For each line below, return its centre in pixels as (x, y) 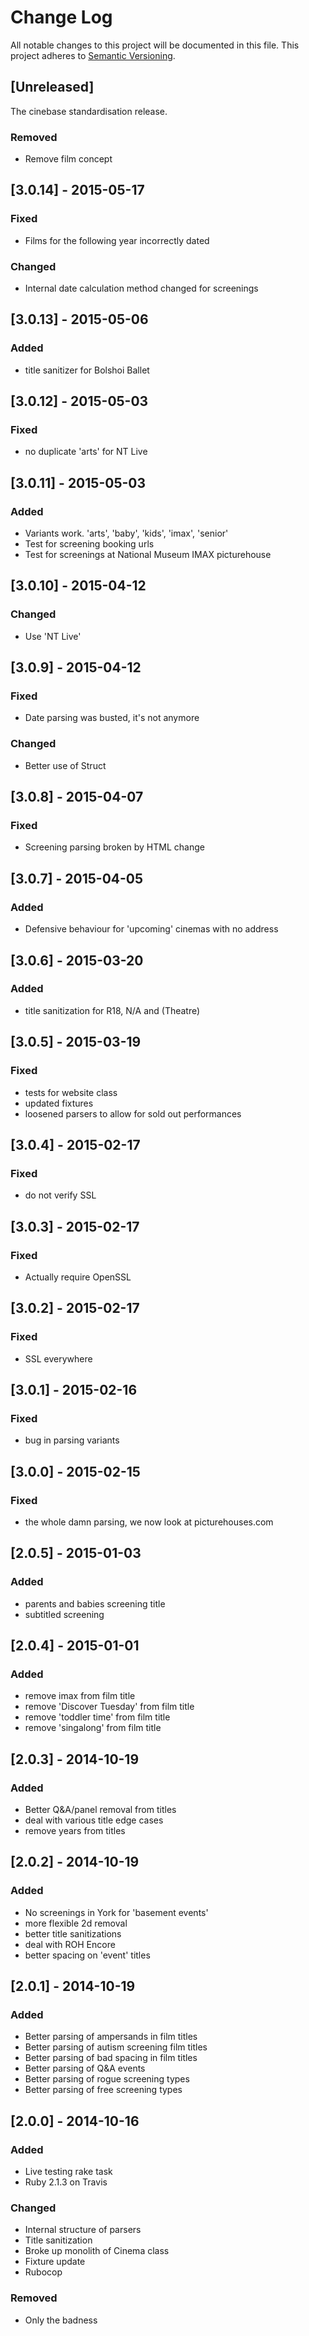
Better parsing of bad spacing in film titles (111, 2058)
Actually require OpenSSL (78, 1277)
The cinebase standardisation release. (89, 111)
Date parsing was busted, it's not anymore (112, 718)
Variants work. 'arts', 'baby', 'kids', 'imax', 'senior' (126, 533)
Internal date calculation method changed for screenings (141, 288)
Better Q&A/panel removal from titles (100, 1810)
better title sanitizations (73, 1933)
